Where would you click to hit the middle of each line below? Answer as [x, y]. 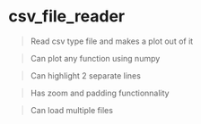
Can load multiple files [72, 110]
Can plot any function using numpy [95, 58]
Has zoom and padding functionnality [100, 93]
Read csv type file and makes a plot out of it [112, 41]
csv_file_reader [67, 17]
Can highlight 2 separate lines [85, 75]
